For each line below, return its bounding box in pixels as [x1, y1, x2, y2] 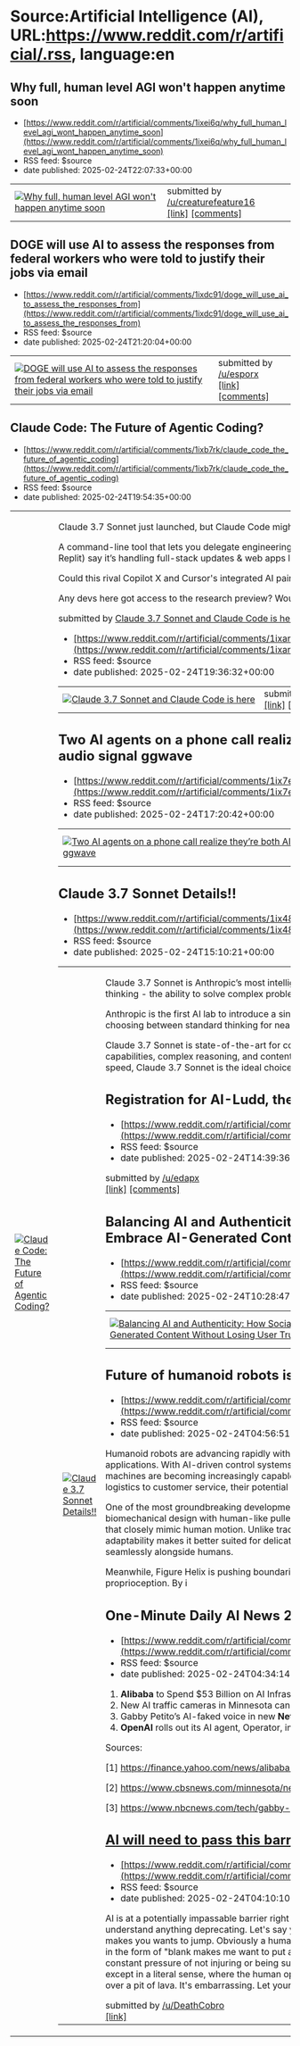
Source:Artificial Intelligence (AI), [10, 6, 264, 27]
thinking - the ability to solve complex [104, 987, 264, 1000]
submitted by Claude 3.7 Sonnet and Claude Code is [58, 611, 278, 624]
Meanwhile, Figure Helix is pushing [104, 1566, 252, 1578]
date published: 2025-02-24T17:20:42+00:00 [73, 808, 275, 820]
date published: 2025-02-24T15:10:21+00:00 [73, 945, 275, 958]
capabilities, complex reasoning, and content [104, 1050, 293, 1062]
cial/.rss [10, 45, 72, 64]
